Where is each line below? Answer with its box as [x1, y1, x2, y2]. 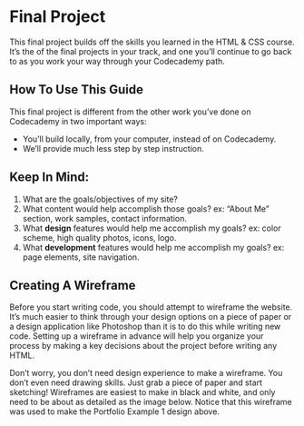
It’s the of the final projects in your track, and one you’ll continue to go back [9, 45, 292, 56]
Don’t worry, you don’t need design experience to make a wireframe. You [9, 368, 283, 379]
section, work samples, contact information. [22, 213, 188, 223]
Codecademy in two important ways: [9, 115, 147, 126]
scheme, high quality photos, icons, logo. [22, 232, 177, 243]
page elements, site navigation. [22, 252, 140, 263]
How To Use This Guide [9, 82, 143, 97]
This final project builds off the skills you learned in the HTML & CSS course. [9, 36, 295, 47]
